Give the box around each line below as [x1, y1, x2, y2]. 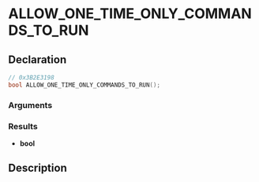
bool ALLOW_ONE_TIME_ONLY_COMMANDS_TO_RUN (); [8, 80, 160, 89]
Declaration [8, 53, 67, 66]
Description [8, 162, 67, 175]
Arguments [8, 99, 53, 110]
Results [8, 121, 38, 132]
